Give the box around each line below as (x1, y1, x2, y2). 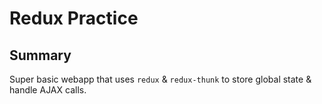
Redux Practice (9, 7, 139, 30)
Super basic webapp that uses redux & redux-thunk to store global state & (9, 73, 312, 85)
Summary (9, 47, 72, 64)
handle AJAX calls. (9, 84, 87, 96)
